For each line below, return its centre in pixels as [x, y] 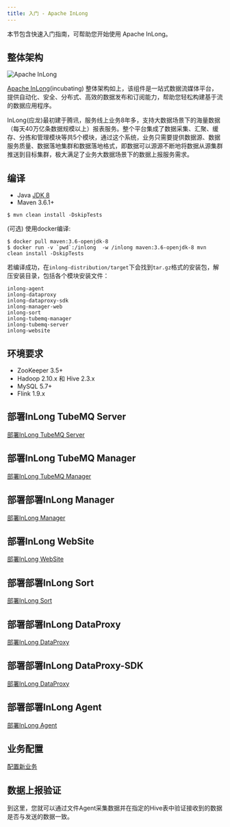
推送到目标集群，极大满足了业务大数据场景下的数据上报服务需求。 [100, 154]
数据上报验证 [34, 790]
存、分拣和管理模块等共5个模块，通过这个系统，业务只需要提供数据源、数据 [114, 137]
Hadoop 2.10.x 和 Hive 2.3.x [56, 379]
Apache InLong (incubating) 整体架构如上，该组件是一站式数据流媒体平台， [112, 88]
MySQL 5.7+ [35, 386]
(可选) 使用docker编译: [39, 229]
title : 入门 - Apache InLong [48, 13]
